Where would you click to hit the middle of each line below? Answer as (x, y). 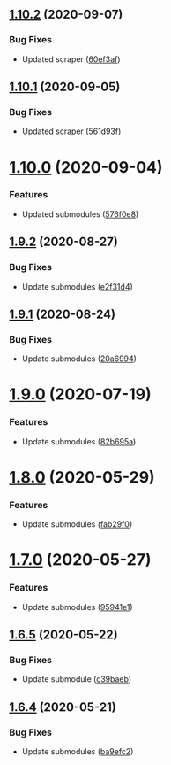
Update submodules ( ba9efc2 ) (78, 752)
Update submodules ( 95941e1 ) (78, 607)
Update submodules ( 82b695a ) (79, 441)
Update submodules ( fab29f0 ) (77, 524)
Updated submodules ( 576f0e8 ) (80, 214)
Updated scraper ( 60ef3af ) (71, 59)
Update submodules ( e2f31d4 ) (78, 286)
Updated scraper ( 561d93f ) (71, 131)
